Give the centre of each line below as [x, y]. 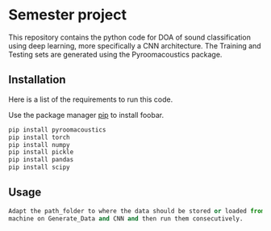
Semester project [68, 15]
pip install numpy [39, 145]
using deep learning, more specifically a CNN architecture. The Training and [135, 45]
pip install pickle [41, 152]
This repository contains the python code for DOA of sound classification [130, 37]
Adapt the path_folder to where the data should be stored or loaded [128, 211]
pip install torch [39, 137]
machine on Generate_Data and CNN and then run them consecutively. [126, 218]
